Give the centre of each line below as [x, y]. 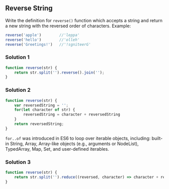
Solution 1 [17, 57]
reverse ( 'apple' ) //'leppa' [43, 35]
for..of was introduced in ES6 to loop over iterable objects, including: [78, 138]
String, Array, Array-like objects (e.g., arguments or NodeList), [74, 144]
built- [157, 138]
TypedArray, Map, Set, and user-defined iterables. [57, 149]
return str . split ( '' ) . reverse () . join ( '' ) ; [59, 73]
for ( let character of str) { [45, 110]
